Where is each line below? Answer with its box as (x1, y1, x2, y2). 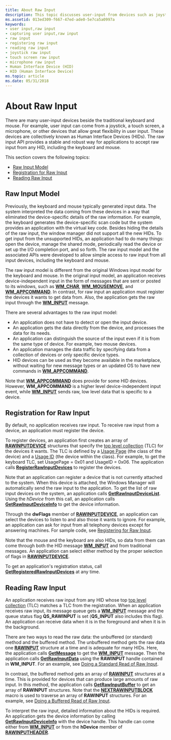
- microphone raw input (5, 60, 56, 65)
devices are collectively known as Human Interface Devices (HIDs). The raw (5, 133, 165, 139)
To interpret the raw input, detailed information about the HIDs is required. (5, 708, 160, 714)
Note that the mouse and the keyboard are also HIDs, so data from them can (5, 537, 165, 544)
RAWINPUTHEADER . (5, 729, 49, 735)
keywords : (5, 21, 26, 27)
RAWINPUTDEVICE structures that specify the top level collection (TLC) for (5, 443, 164, 449)
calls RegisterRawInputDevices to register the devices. (5, 464, 122, 471)
